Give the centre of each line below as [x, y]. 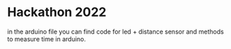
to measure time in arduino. [46, 38]
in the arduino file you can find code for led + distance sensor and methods [116, 31]
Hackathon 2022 [57, 12]
